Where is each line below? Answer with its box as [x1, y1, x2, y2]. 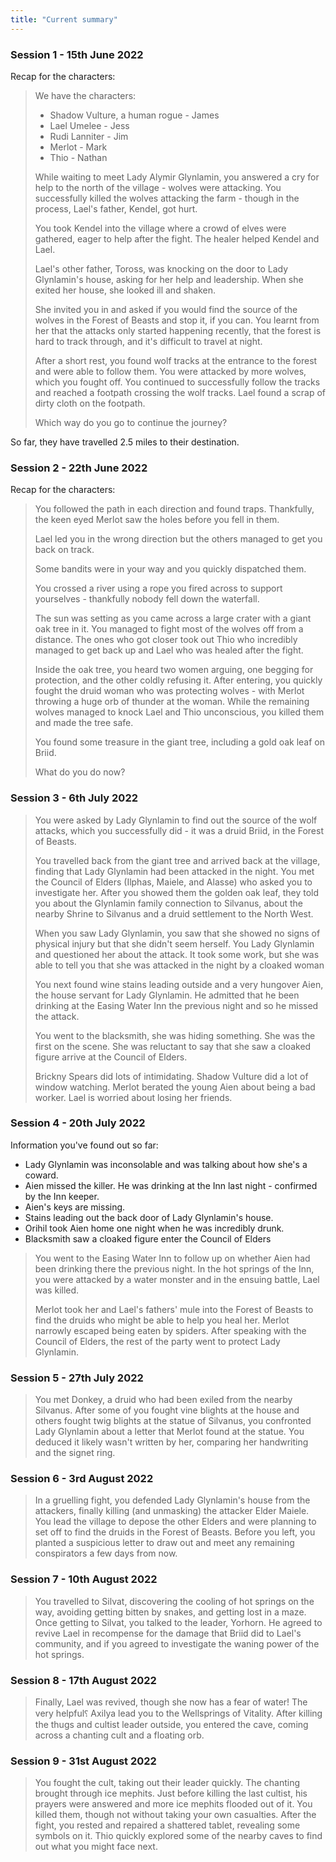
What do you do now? [34, 766, 126, 778]
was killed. [34, 1284, 80, 1296]
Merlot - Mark [49, 141, 108, 153]
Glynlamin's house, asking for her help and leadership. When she [34, 273, 304, 285]
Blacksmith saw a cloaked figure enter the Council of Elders [24, 1232, 272, 1245]
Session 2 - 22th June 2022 [10, 461, 148, 475]
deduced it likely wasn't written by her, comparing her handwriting [34, 1436, 309, 1448]
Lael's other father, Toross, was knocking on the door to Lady [34, 262, 289, 275]
